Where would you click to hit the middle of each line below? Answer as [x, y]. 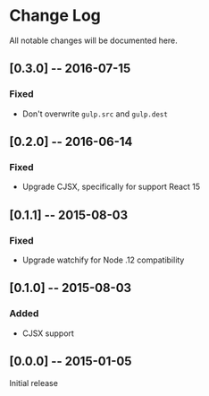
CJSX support [48, 333]
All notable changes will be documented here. [94, 40]
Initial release [33, 383]
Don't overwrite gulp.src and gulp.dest [95, 114]
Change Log [55, 16]
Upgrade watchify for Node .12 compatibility [103, 260]
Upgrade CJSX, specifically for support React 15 [111, 187]
